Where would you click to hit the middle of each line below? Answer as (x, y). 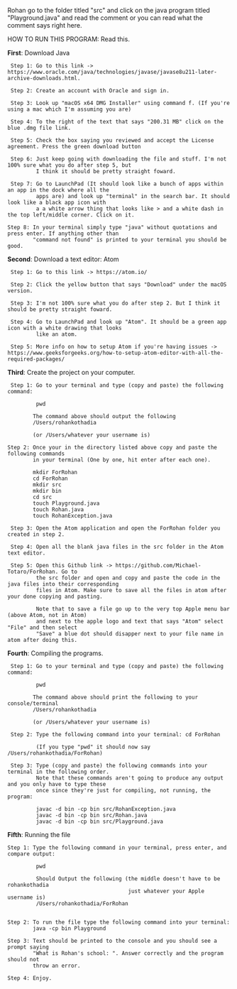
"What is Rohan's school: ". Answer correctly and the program (128, 954)
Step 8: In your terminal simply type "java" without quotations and (112, 227)
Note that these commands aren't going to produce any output (129, 778)
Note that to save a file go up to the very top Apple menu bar (133, 609)
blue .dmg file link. (39, 128)
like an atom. (57, 334)
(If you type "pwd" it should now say (93, 747)
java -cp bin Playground (70, 929)
